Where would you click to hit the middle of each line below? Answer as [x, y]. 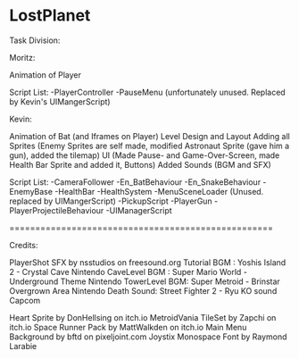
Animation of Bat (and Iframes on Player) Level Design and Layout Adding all [149, 136]
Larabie [23, 346]
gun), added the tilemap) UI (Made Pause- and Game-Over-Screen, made [145, 155]
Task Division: [35, 40]
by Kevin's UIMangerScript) [60, 101]
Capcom [25, 300]
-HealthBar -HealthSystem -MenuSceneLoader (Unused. [159, 191]
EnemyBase [31, 191]
